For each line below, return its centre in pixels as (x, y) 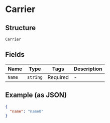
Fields (15, 54)
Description (88, 69)
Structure (21, 28)
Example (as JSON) (36, 95)
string (35, 77)
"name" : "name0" (27, 111)
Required (58, 77)
